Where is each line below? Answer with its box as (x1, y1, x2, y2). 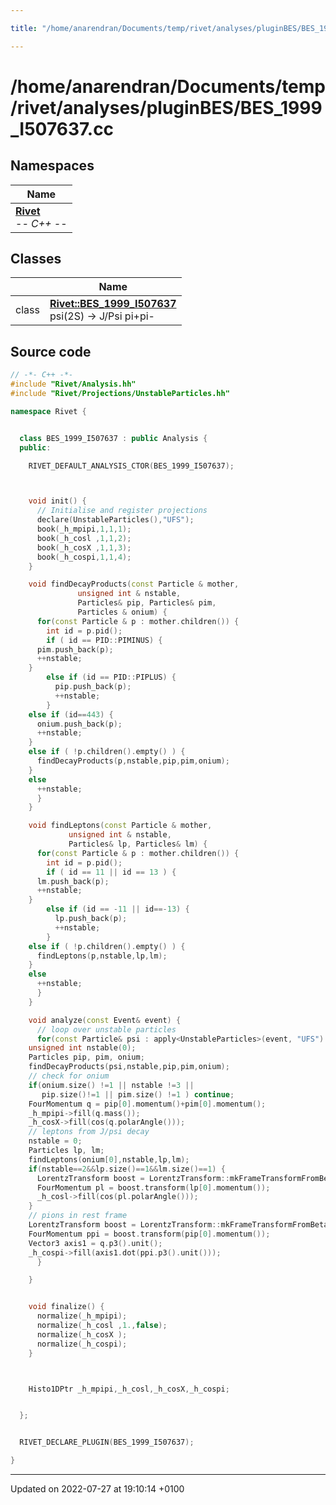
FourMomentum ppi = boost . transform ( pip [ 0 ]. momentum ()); (28, 1229, 271, 1239)
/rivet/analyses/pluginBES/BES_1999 (10, 96, 323, 119)
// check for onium (28, 1071, 110, 1081)
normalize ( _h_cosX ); (36, 1329, 128, 1340)
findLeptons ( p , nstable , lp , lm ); (36, 951, 168, 961)
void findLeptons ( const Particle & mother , (28, 821, 213, 831)
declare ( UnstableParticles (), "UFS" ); (36, 515, 195, 525)
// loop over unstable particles (36, 1024, 177, 1035)
